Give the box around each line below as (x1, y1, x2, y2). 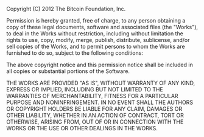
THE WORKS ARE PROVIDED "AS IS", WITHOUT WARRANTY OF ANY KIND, (6, 79, 195, 86)
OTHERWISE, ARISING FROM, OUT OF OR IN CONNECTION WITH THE (6, 118, 184, 125)
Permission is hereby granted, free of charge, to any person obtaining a (6, 17, 186, 24)
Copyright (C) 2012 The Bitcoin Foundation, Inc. (6, 5, 126, 12)
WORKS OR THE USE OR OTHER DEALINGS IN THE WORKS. (6, 125, 158, 132)
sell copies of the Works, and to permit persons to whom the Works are (6, 43, 185, 50)
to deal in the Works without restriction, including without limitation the (6, 30, 184, 37)
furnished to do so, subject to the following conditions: (6, 49, 143, 57)
